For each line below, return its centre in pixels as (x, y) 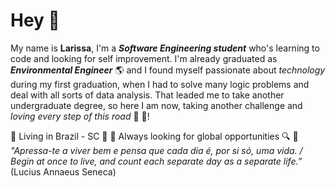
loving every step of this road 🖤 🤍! (80, 116)
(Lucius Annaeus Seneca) (63, 171)
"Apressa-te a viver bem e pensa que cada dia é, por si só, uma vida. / (156, 150)
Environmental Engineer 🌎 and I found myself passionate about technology (168, 70)
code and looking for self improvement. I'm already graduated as (144, 58)
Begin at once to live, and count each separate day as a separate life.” (156, 161)
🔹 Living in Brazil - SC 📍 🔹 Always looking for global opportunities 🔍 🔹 (154, 136)
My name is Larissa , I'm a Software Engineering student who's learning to (165, 48)
